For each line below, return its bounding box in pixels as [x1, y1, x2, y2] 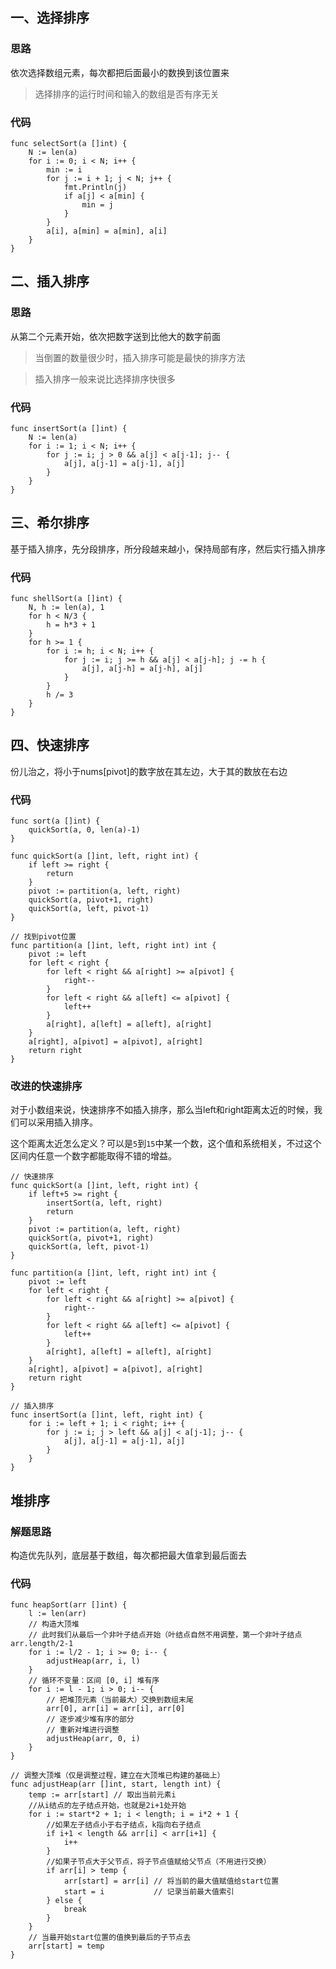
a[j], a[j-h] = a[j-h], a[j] [81, 664, 203, 674]
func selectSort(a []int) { [10, 138, 128, 148]
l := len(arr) [28, 1609, 87, 1619]
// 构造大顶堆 [28, 1619, 80, 1630]
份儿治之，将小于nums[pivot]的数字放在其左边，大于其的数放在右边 [10, 765, 288, 777]
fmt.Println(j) [63, 182, 128, 192]
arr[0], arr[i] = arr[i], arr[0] [46, 1704, 186, 1714]
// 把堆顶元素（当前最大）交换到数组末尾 [46, 1695, 194, 1705]
